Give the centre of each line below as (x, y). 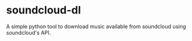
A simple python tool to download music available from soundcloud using (96, 26)
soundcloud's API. (29, 32)
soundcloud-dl (44, 10)
